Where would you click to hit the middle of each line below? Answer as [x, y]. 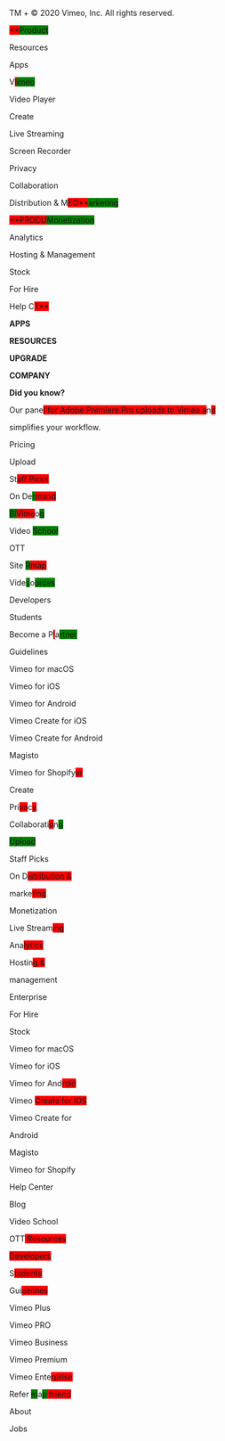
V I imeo [22, 82]
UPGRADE [28, 358]
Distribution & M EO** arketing [64, 203]
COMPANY [30, 375]
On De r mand [32, 496]
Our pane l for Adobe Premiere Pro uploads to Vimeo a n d [112, 410]
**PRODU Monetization [52, 220]
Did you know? [37, 393]
